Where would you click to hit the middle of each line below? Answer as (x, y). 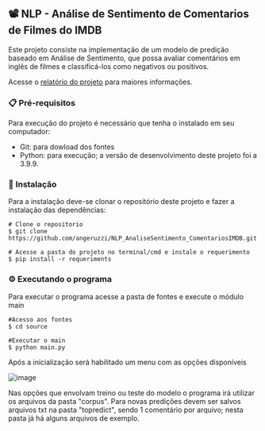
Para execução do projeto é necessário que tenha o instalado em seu (121, 123)
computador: (29, 132)
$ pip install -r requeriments (60, 260)
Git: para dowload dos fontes (67, 147)
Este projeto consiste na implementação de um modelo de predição (119, 49)
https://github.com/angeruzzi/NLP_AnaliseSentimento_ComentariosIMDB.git (133, 239)
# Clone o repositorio (46, 225)
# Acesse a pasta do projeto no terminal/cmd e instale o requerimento (129, 252)
